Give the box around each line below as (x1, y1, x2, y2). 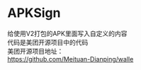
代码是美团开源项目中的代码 (7, 37, 89, 47)
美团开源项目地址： (7, 47, 64, 55)
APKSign (7, 5, 61, 21)
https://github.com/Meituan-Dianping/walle (7, 54, 134, 63)
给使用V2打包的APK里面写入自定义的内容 (7, 29, 128, 37)
